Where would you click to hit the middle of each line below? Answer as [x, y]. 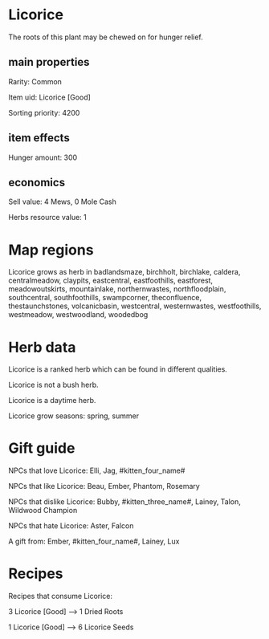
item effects [39, 138]
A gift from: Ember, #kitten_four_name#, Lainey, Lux [94, 541]
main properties [49, 62]
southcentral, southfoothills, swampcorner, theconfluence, [105, 298]
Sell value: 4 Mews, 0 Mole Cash [62, 201]
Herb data [42, 347]
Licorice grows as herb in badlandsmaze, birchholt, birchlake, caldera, [124, 272]
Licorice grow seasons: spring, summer [73, 416]
